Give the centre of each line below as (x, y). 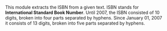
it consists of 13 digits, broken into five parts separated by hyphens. (75, 23)
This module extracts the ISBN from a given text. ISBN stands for (72, 7)
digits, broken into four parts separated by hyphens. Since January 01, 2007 (84, 18)
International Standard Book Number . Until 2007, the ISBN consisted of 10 (82, 12)
